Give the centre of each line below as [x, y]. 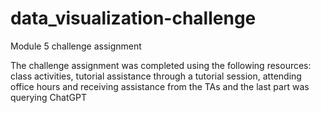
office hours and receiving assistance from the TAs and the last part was [160, 86]
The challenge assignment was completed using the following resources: [161, 65]
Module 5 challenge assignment [76, 46]
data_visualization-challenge [133, 18]
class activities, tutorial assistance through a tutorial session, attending [156, 76]
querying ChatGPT [48, 97]
